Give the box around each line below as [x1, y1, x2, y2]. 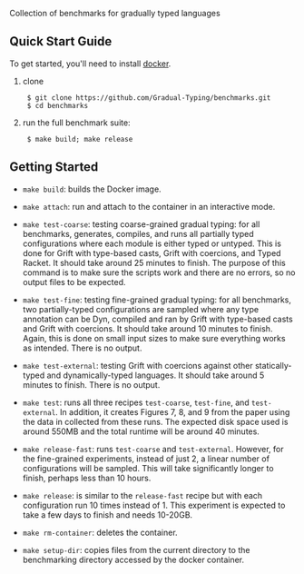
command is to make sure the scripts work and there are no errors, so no [22, 267, 296, 278]
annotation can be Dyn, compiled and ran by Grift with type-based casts [22, 313, 293, 324]
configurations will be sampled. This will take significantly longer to [22, 462, 274, 473]
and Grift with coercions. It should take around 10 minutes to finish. [22, 322, 273, 334]
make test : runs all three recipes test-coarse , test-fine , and [22, 397, 250, 408]
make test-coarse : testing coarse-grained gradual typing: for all [22, 218, 260, 230]
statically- [254, 360, 292, 371]
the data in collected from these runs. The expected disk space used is [22, 416, 289, 427]
